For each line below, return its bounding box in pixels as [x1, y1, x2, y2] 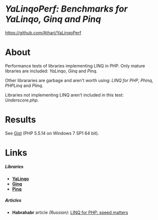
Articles [5, 197, 22, 203]
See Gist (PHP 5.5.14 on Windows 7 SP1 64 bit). [5, 130, 99, 136]
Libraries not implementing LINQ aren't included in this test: [5, 92, 124, 98]
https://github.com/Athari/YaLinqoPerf [5, 30, 81, 35]
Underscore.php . [5, 97, 39, 103]
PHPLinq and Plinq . [5, 83, 44, 88]
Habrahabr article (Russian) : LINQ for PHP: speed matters [12, 209, 128, 215]
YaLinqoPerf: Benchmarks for [5, 3, 128, 15]
